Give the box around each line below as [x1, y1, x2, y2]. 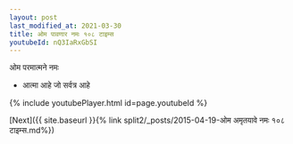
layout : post [9, 12, 58, 22]
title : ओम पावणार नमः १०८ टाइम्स [9, 29, 114, 38]
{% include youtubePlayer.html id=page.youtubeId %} [9, 98, 208, 108]
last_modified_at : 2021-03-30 [9, 21, 122, 30]
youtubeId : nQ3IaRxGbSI [9, 37, 98, 47]
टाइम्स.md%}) [9, 125, 55, 136]
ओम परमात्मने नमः [9, 62, 60, 73]
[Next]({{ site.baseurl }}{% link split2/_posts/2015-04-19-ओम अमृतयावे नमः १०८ [9, 115, 286, 125]
